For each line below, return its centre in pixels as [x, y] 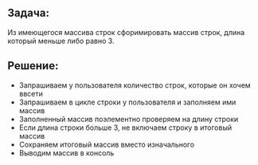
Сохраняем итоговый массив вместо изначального [107, 144]
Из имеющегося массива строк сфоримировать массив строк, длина [126, 32]
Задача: [28, 13]
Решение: [33, 66]
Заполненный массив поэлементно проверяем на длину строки [129, 119]
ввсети [31, 93]
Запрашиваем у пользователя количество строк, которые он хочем [135, 85]
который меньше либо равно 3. [61, 41]
